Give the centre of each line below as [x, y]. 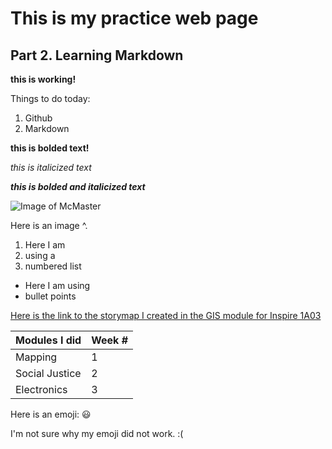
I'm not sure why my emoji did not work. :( [97, 433]
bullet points [50, 296]
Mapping [36, 357]
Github [38, 118]
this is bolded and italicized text [78, 186]
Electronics [41, 389]
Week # [110, 340]
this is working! [43, 79]
